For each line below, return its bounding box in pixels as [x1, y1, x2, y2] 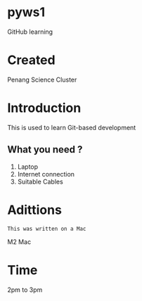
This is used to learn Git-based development [7, 123, 136, 132]
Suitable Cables [17, 177, 63, 186]
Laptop [17, 162, 39, 171]
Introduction [7, 100, 82, 116]
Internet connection [17, 169, 75, 178]
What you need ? [7, 143, 83, 155]
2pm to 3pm [7, 286, 43, 294]
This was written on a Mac [7, 225, 86, 232]
